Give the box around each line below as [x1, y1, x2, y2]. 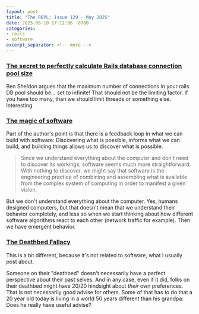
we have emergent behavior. [6, 223, 76, 230]
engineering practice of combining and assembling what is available [20, 174, 188, 181]
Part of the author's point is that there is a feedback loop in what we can [6, 130, 183, 137]
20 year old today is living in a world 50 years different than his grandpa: [6, 295, 184, 302]
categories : [6, 25, 36, 32]
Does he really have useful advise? [6, 301, 91, 308]
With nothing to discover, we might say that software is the [20, 167, 165, 174]
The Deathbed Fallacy [6, 238, 71, 247]
